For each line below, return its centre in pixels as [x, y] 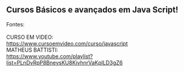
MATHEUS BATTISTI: [32, 50]
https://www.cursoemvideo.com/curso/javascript [67, 43]
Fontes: [16, 24]
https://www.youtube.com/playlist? [50, 56]
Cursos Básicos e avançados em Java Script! [92, 10]
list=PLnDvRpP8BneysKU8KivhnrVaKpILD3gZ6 [65, 62]
